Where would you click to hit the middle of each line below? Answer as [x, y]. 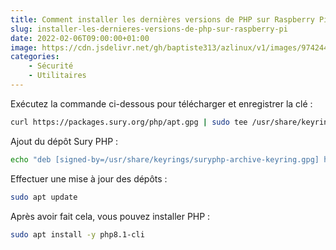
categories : [35, 57]
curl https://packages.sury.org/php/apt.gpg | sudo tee [129, 122]
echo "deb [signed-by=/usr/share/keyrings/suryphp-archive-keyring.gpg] [165, 159]
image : [24, 47]
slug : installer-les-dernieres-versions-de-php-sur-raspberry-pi [149, 29]
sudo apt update [44, 197]
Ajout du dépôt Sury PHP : [64, 141]
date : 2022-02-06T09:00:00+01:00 [80, 38]
